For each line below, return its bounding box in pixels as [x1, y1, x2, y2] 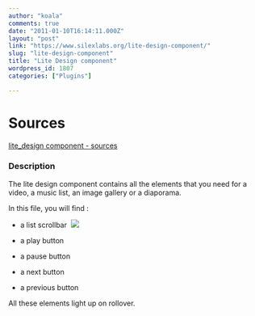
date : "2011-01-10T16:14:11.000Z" [8, 27, 125, 35]
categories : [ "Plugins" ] [8, 72, 92, 80]
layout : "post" [8, 34, 60, 43]
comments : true [8, 19, 60, 27]
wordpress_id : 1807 [8, 65, 74, 73]
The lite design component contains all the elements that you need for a [8, 179, 248, 188]
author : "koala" [8, 11, 63, 20]
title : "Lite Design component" [8, 57, 117, 65]
